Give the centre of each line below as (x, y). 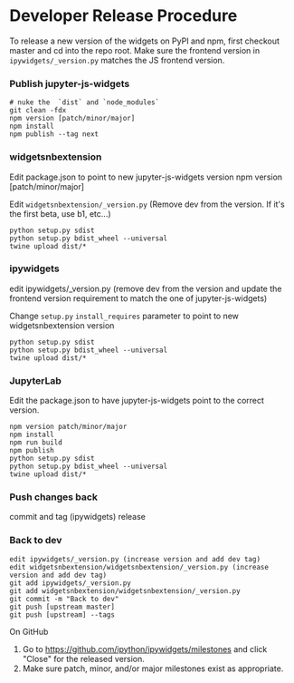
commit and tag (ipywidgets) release (78, 517)
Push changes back (53, 497)
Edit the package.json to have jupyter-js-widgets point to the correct (137, 401)
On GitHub (29, 631)
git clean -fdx (38, 111)
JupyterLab (35, 380)
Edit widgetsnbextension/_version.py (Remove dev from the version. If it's (147, 204)
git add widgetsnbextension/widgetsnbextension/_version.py (125, 590)
